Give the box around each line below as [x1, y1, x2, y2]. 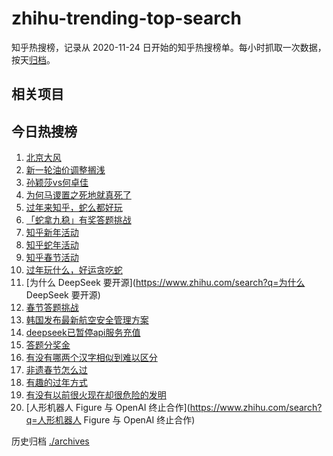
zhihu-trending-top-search [11, 7, 242, 30]
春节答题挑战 [25, 302, 79, 314]
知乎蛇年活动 [25, 239, 79, 251]
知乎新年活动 [25, 227, 79, 239]
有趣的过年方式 [25, 377, 88, 389]
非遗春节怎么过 [25, 364, 88, 376]
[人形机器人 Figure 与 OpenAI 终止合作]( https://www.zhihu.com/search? [25, 402, 323, 414]
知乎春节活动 [25, 252, 79, 264]
